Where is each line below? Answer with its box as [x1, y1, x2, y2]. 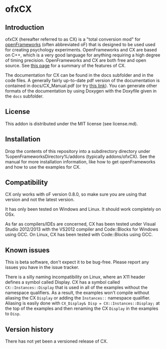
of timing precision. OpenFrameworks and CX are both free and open [5, 57, 147, 63]
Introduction [5, 23, 45, 32]
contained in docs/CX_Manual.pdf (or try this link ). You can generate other [5, 83, 158, 89]
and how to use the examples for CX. [5, 164, 81, 170]
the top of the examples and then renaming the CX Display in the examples [5, 305, 159, 311]
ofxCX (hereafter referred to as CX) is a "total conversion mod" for [5, 36, 141, 42]
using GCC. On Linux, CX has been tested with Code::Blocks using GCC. [5, 232, 153, 238]
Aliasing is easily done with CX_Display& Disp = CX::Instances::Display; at [5, 300, 160, 306]
